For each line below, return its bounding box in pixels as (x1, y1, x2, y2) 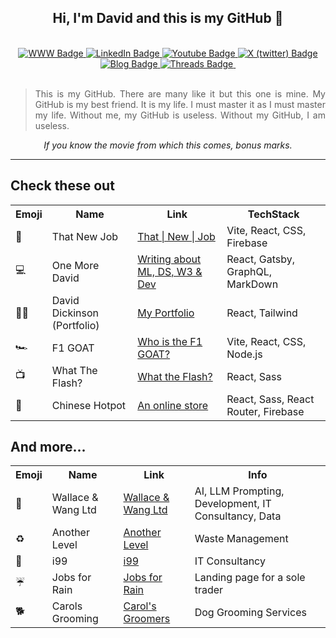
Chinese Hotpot (51, 398, 127, 412)
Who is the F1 (137, 334, 203, 348)
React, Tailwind (226, 306, 298, 320)
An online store (137, 398, 209, 412)
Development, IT (194, 497, 272, 511)
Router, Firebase (226, 404, 305, 418)
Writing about (137, 252, 202, 266)
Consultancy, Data (194, 509, 282, 523)
